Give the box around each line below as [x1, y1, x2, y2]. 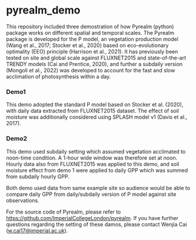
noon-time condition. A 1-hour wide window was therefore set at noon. [6, 154, 178, 161]
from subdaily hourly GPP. [6, 173, 69, 180]
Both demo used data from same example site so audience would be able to [6, 184, 190, 191]
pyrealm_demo [6, 4, 81, 17]
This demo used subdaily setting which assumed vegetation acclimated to [6, 148, 186, 155]
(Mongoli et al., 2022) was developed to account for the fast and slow [6, 66, 175, 74]
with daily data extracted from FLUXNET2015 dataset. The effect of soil [6, 107, 180, 115]
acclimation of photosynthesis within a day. [6, 73, 111, 80]
